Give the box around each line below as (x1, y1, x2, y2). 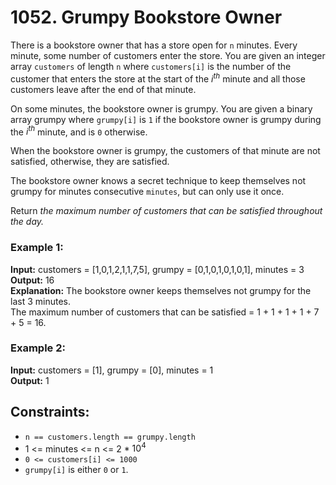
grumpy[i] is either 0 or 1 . (24, 464, 129, 476)
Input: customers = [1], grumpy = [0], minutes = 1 (10, 364, 214, 376)
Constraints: (10, 404, 90, 421)
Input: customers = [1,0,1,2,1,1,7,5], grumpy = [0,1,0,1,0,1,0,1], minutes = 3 (10, 263, 305, 275)
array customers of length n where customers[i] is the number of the (10, 60, 292, 72)
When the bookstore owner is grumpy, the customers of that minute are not (10, 145, 321, 157)
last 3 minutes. (10, 295, 71, 307)
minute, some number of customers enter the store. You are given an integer (10, 49, 326, 61)
